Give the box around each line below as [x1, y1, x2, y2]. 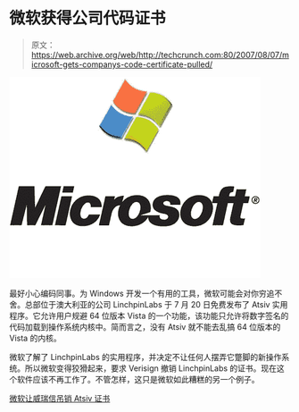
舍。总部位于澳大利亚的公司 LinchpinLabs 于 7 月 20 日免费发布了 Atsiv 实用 [9, 298, 288, 309]
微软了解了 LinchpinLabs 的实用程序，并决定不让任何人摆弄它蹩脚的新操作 [9, 351, 282, 362]
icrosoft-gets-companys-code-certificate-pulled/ [30, 59, 213, 70]
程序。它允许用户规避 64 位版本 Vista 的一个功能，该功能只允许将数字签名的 [9, 310, 289, 321]
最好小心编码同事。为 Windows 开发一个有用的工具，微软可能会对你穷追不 [9, 288, 283, 298]
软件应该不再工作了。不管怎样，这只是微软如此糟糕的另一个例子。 [16, 374, 260, 384]
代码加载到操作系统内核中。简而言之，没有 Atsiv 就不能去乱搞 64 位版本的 [9, 321, 281, 332]
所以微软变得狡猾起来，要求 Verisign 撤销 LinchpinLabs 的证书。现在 [24, 363, 278, 374]
